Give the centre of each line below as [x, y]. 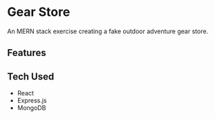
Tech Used [31, 76]
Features [27, 53]
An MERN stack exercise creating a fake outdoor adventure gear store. [108, 31]
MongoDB [31, 108]
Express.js [32, 100]
